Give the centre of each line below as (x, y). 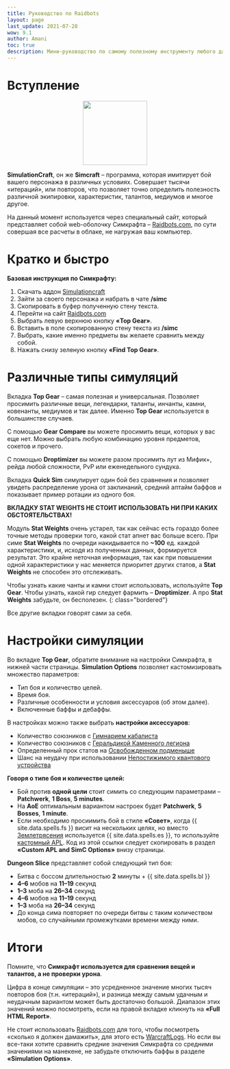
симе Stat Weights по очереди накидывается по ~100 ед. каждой (103, 542)
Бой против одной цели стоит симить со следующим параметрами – (119, 791)
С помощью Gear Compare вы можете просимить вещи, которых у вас (111, 431)
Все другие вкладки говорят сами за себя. (69, 613)
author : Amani (27, 39)
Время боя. (34, 694)
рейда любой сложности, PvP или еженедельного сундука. (94, 466)
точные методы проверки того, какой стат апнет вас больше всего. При (113, 536)
